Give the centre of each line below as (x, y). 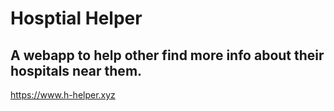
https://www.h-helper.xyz (63, 95)
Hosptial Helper (76, 18)
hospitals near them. (76, 70)
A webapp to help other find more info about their (167, 55)
